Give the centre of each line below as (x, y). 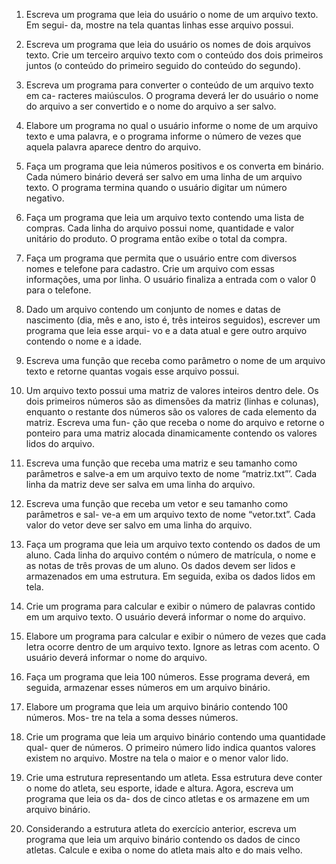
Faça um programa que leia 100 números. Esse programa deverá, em (168, 677)
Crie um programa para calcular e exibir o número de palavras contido (170, 606)
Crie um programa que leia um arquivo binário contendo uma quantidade (175, 737)
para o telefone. (58, 290)
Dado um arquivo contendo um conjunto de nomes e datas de (153, 309)
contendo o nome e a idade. (84, 341)
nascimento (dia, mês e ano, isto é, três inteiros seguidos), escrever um (173, 320)
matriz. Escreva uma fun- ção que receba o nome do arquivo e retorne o (175, 422)
